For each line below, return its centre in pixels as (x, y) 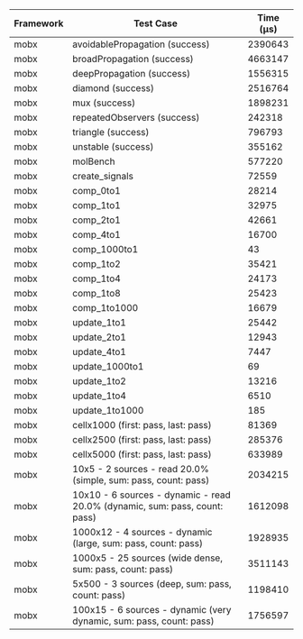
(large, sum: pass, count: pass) (137, 543)
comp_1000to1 (105, 249)
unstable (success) (113, 146)
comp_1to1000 (105, 308)
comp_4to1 (96, 235)
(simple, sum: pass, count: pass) (141, 480)
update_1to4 (99, 396)
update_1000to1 (108, 366)
